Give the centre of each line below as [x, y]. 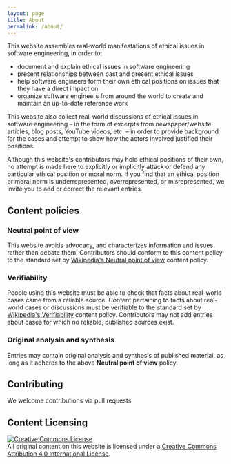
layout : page [26, 13]
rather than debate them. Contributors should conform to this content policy [115, 253]
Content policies [43, 210]
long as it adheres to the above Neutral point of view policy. [92, 362]
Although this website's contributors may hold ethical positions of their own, [115, 159]
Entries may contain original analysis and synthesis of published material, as [115, 355]
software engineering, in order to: [55, 53]
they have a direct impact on [58, 89]
